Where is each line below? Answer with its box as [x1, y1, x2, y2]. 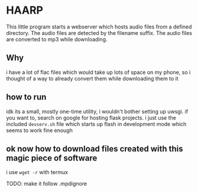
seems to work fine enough [6, 127, 73, 134]
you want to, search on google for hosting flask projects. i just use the [6, 114, 176, 121]
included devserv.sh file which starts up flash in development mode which [6, 120, 187, 127]
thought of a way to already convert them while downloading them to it [6, 75, 178, 82]
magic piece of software [6, 153, 98, 163]
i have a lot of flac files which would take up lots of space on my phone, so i [6, 69, 191, 76]
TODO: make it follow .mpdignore [6, 180, 87, 187]
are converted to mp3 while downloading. [6, 36, 108, 43]
